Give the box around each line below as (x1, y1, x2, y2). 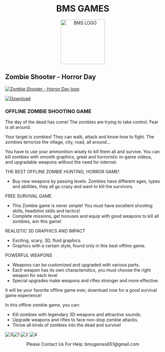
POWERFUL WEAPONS (5, 252, 53, 258)
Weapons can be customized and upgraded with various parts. (12, 262, 140, 268)
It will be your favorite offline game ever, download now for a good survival (5, 287, 157, 293)
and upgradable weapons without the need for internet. (5, 159, 117, 165)
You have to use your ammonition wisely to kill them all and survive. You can (5, 149, 160, 155)
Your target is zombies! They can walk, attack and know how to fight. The (5, 134, 154, 140)
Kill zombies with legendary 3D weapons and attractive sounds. (12, 312, 142, 317)
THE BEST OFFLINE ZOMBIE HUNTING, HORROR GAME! (5, 169, 120, 175)
